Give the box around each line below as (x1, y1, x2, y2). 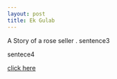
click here (7, 63, 37, 72)
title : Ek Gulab (7, 17, 55, 24)
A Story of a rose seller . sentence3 (7, 36, 111, 44)
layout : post (7, 10, 46, 18)
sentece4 (7, 50, 35, 59)
